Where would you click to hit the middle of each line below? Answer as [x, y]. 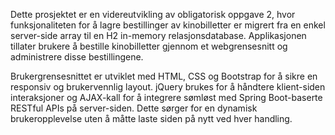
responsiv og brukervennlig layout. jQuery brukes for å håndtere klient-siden [168, 87]
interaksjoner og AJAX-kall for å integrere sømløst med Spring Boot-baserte [166, 97]
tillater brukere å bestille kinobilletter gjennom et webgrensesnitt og [149, 46]
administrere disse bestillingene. [77, 57]
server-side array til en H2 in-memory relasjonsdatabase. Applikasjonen [158, 35]
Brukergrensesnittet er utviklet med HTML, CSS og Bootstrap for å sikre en [164, 76]
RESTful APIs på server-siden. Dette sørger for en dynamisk [134, 108]
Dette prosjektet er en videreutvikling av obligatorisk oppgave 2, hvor [153, 14]
